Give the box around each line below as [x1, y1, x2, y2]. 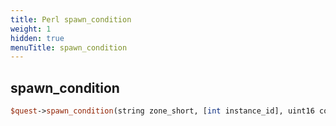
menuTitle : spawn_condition [10, 42, 128, 53]
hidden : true [10, 33, 65, 43]
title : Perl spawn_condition [10, 14, 132, 25]
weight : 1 [10, 24, 52, 34]
